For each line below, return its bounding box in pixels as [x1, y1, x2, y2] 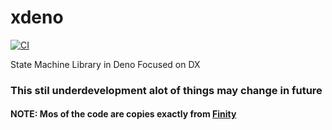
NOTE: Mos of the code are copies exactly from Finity [10, 108, 237, 120]
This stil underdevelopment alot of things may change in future [10, 83, 323, 97]
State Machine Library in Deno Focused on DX [10, 58, 201, 70]
